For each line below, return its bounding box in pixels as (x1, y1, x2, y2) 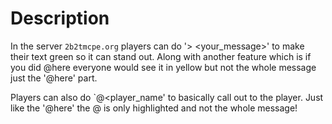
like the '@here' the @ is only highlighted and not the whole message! (10, 102, 298, 114)
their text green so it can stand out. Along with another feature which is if (10, 50, 312, 62)
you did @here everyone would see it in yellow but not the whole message (10, 61, 317, 73)
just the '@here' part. (10, 72, 98, 84)
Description (10, 7, 110, 30)
